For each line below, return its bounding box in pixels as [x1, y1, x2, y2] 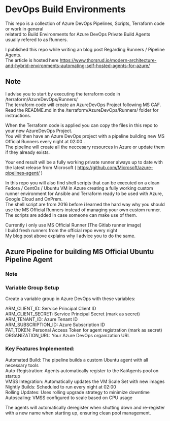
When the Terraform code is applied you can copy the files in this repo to [5, 122, 158, 128]
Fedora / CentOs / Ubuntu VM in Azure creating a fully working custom [5, 185, 153, 191]
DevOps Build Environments [5, 4, 126, 15]
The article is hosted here [5, 57, 59, 63]
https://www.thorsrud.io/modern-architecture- [59, 57, 157, 63]
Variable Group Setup [5, 284, 59, 291]
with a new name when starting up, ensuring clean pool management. [5, 410, 151, 416]
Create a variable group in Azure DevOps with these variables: [5, 296, 135, 302]
